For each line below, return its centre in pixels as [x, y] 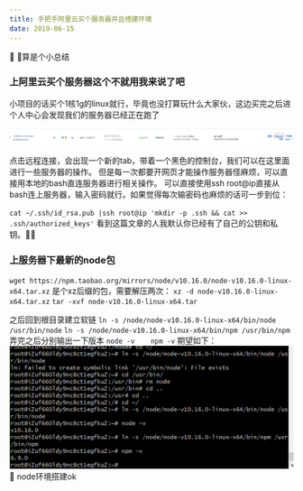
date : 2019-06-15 [42, 28]
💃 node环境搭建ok [43, 477]
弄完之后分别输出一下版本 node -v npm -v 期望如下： [113, 341]
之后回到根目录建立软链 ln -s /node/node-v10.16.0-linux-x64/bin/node [143, 320]
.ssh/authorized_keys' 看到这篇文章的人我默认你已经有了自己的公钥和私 [144, 223]
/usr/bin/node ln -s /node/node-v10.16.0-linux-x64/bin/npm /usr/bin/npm [150, 331]
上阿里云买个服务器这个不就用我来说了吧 [97, 82]
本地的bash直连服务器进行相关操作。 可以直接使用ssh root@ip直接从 [152, 183]
